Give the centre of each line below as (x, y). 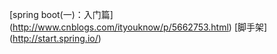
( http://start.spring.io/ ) (55, 38)
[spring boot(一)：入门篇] (61, 14)
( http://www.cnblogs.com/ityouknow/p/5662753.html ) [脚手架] (138, 27)
